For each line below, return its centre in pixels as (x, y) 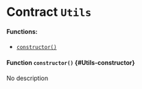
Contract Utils (49, 12)
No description (27, 78)
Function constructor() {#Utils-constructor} (71, 62)
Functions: (22, 31)
